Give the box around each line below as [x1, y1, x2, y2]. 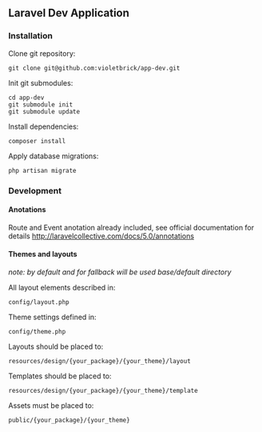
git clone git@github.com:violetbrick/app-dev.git [8, 64, 181, 72]
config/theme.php [8, 328, 66, 336]
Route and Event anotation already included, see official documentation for [8, 222, 255, 232]
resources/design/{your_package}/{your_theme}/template [8, 387, 198, 395]
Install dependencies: [8, 122, 79, 131]
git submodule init [8, 100, 73, 109]
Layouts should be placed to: [8, 342, 104, 351]
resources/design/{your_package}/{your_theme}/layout [8, 358, 192, 366]
